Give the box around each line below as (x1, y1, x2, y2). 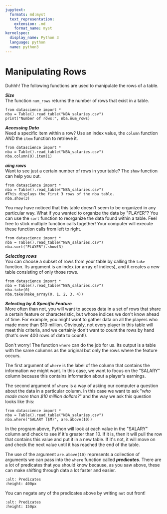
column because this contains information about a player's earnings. (5, 373, 146, 379)
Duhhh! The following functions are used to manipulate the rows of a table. (5, 82, 159, 88)
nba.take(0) (5, 287, 30, 292)
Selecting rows (5, 253, 37, 259)
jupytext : (5, 7, 26, 12)
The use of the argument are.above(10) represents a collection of (5, 451, 140, 457)
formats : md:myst (9, 12, 46, 17)
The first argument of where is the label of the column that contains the (5, 362, 150, 368)
